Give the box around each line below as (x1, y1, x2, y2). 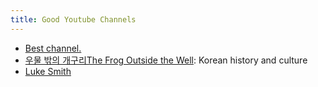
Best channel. (24, 42, 82, 54)
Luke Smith (24, 65, 72, 77)
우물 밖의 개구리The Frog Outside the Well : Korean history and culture (24, 54, 308, 66)
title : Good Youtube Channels (10, 14, 137, 25)
